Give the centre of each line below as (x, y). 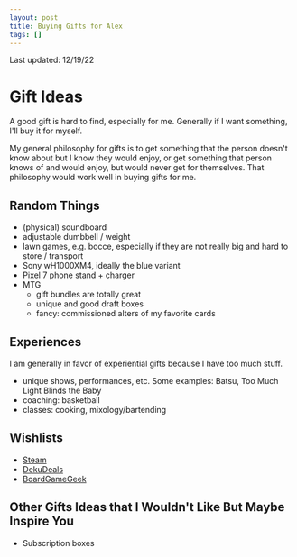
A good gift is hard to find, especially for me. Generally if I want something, (148, 122)
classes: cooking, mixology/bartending (94, 409)
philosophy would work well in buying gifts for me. (103, 178)
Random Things (55, 205)
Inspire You (42, 521)
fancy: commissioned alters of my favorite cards (126, 314)
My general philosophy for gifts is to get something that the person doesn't (149, 149)
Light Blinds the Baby (62, 390)
